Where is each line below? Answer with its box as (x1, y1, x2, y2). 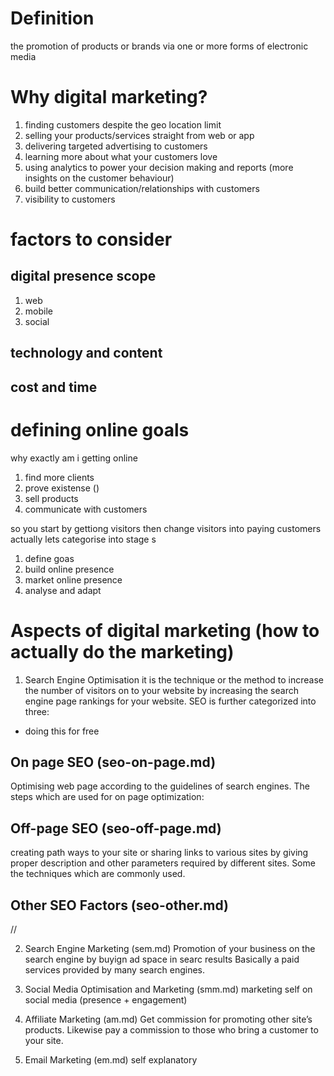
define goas (24, 552, 75, 564)
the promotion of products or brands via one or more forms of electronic (10, 40, 309, 52)
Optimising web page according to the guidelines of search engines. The (10, 780, 310, 792)
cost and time (10, 378, 98, 396)
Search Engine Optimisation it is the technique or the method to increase (24, 673, 324, 686)
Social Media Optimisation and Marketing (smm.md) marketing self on (24, 983, 313, 995)
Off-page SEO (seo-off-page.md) (10, 820, 222, 837)
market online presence (24, 573, 123, 586)
